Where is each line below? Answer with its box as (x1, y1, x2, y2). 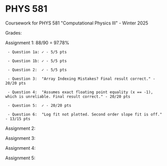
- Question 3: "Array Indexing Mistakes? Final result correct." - (7, 76, 156, 81)
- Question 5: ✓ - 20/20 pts (7, 103, 72, 108)
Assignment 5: (5, 155, 36, 161)
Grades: (5, 30, 22, 36)
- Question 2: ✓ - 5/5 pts (7, 67, 67, 72)
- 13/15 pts (5, 116, 30, 121)
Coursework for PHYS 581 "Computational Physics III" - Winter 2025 (5, 20, 149, 26)
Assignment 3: (5, 135, 36, 141)
